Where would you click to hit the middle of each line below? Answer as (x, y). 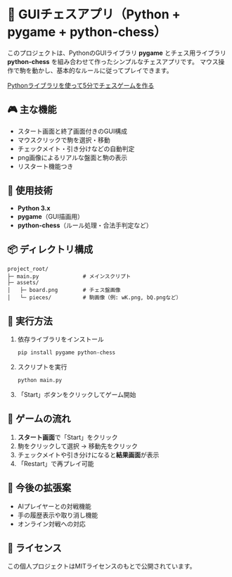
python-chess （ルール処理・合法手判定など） (85, 225)
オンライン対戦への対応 (51, 524)
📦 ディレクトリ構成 (50, 249)
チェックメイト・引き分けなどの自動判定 (76, 148)
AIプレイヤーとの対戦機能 (54, 506)
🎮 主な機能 (32, 110)
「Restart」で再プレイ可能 (56, 463)
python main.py (40, 381)
